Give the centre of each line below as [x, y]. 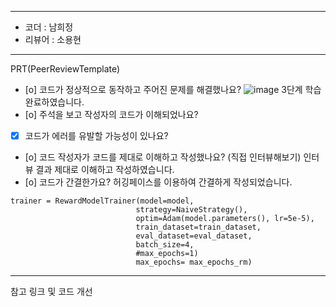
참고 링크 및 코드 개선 [51, 292]
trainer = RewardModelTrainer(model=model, [102, 201]
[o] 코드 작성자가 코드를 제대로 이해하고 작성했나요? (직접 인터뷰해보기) [163, 157]
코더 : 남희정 [49, 27]
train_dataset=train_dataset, [198, 227]
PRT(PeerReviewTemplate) [65, 69]
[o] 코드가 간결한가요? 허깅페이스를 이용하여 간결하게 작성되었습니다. [158, 182]
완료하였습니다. [54, 102]
